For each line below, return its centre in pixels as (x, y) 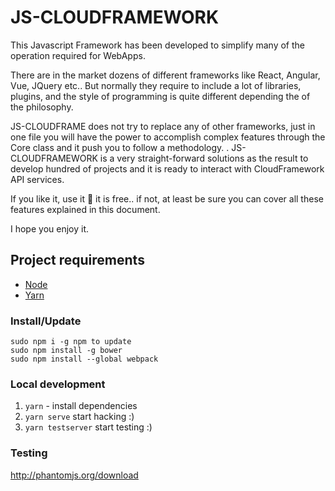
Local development (58, 384)
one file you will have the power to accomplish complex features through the (168, 137)
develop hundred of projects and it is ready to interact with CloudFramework (167, 168)
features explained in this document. (85, 209)
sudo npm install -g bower (66, 351)
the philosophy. (42, 107)
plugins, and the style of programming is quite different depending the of (160, 96)
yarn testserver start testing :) (88, 427)
